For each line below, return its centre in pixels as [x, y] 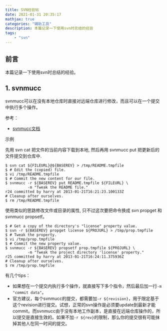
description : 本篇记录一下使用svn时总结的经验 [49, 28]
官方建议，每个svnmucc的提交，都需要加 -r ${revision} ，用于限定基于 [86, 298]
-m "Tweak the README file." [58, 187]
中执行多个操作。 [23, 107]
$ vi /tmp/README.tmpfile [32, 174]
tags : [11, 33]
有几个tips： [18, 275]
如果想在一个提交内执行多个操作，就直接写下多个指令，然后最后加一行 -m [87, 286]
